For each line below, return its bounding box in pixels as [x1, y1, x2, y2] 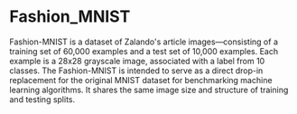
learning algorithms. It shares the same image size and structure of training [9, 84, 289, 95]
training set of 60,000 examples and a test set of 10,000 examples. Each [9, 45, 278, 56]
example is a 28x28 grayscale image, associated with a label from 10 [9, 55, 265, 66]
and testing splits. [9, 93, 76, 105]
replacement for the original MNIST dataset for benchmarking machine [9, 74, 273, 85]
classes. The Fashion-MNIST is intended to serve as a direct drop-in [9, 65, 264, 76]
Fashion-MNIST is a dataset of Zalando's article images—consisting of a [9, 36, 278, 47]
